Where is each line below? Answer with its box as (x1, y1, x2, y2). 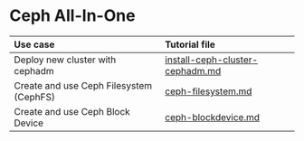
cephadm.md (165, 64, 222, 77)
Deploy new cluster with (14, 53, 117, 66)
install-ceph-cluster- (165, 53, 259, 66)
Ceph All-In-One (9, 5, 136, 26)
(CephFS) (14, 90, 56, 103)
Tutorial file (165, 38, 215, 51)
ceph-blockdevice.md (165, 110, 261, 123)
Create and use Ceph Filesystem (14, 79, 153, 91)
